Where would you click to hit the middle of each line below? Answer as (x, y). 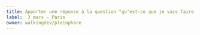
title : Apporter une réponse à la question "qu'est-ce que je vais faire (100, 12)
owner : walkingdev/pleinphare (44, 23)
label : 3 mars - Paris (36, 17)
